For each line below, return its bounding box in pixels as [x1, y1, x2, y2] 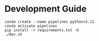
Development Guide [4, 3, 87, 14]
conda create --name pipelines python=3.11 [4, 19, 95, 24]
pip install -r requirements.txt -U [4, 27, 79, 32]
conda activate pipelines [4, 23, 57, 28]
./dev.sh [4, 32, 22, 37]
